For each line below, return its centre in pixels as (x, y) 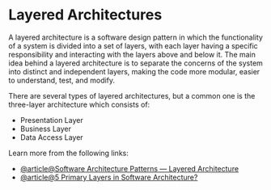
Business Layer (45, 129)
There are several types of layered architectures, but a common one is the (132, 95)
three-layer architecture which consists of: (79, 104)
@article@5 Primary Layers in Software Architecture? (109, 177)
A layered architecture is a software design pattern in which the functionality (135, 37)
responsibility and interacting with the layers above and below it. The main (132, 54)
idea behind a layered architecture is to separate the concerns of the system (135, 63)
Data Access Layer (51, 137)
